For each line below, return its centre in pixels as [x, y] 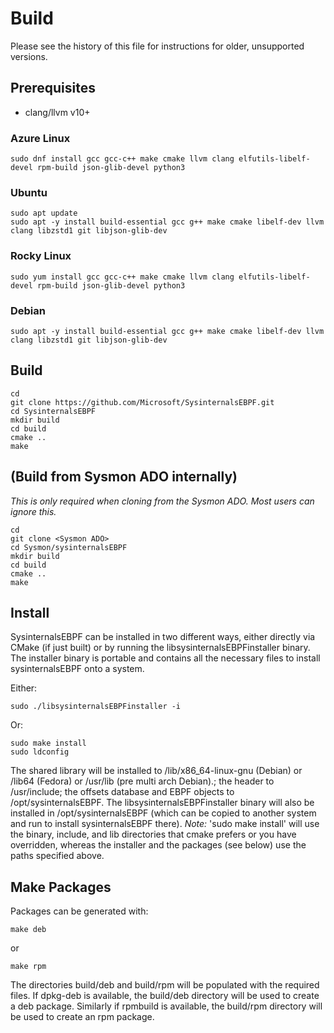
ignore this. [33, 511]
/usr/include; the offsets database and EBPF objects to [122, 792]
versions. [29, 56]
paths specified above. [57, 856]
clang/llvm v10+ [57, 112]
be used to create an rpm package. [82, 1017]
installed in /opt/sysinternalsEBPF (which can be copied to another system [163, 813]
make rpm [28, 967]
